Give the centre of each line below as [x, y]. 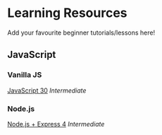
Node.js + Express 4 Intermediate [56, 124]
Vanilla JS [25, 75]
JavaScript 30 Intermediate [47, 90]
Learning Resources [67, 13]
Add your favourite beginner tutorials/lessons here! [81, 33]
